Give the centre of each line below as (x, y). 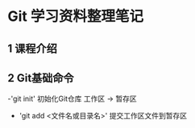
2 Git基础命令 (41, 78)
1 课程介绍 (33, 48)
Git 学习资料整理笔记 (76, 16)
